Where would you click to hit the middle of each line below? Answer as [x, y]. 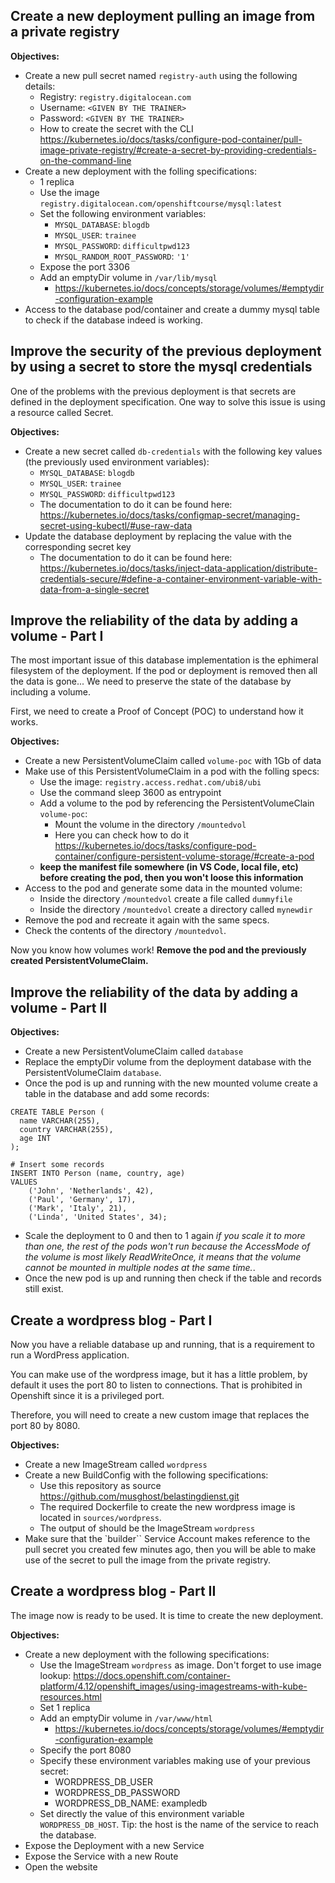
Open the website [61, 1866]
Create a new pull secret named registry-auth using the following [161, 75]
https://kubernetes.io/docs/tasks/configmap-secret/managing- [169, 515]
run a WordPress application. [70, 1355]
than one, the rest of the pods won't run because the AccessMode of [167, 1246]
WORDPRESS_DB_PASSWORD [117, 1792]
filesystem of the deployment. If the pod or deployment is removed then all [164, 671]
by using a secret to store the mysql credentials [161, 367]
